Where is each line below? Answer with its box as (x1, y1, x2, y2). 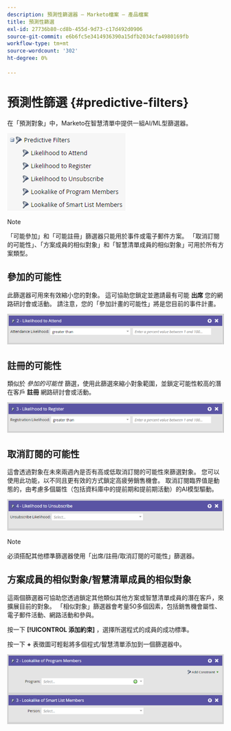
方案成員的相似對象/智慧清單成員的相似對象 (7, 574, 192, 585)
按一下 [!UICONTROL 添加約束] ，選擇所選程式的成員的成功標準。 (7, 625, 193, 634)
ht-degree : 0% (7, 55, 48, 62)
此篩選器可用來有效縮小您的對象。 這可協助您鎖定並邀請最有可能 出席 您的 (7, 290, 217, 299)
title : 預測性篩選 (7, 18, 55, 26)
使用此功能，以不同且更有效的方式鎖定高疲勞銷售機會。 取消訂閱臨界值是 (7, 477, 214, 485)
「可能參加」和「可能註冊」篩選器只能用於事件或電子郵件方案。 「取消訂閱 (7, 232, 220, 240)
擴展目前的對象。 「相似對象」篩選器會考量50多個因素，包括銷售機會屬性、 (7, 602, 221, 610)
